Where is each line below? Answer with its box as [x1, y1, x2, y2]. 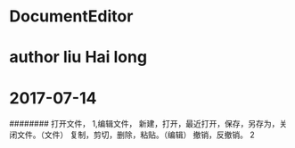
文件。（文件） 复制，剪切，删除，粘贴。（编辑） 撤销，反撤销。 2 [16, 129, 256, 140]
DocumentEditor [9, 6, 134, 27]
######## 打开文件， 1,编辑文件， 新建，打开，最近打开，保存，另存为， [9, 119, 280, 129]
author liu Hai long [9, 47, 148, 68]
